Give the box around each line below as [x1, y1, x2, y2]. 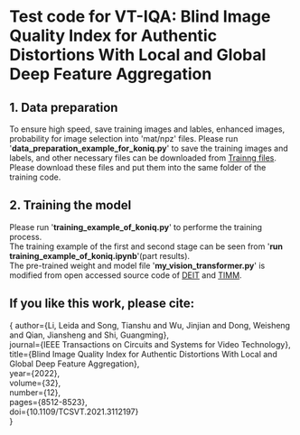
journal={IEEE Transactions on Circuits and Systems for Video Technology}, [9, 338, 291, 349]
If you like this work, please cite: [9, 296, 195, 311]
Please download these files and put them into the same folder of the [9, 162, 267, 172]
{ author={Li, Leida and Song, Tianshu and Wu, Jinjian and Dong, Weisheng [9, 319, 291, 330]
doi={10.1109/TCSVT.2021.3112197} [9, 406, 139, 417]
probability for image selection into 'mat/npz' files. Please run [9, 134, 239, 143]
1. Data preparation [9, 99, 118, 115]
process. [9, 231, 42, 242]
